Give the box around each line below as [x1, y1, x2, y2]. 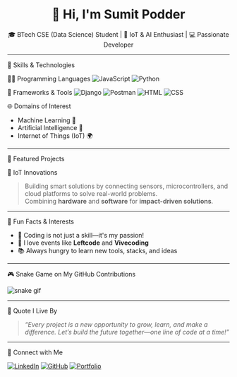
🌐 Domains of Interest [7, 102, 72, 110]
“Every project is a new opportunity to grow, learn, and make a [24, 320, 208, 328]
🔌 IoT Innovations [7, 168, 58, 176]
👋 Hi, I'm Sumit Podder [51, 6, 186, 23]
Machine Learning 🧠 [17, 116, 76, 124]
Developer [103, 40, 134, 49]
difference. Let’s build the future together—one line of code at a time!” [24, 327, 229, 336]
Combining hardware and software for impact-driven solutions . [24, 197, 214, 205]
